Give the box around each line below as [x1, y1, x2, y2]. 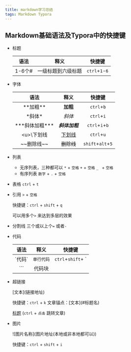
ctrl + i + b [87, 122, 109, 128]
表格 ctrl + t [12, 181, 39, 187]
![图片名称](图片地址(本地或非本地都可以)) [12, 331, 97, 337]
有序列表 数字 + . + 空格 [19, 171, 66, 177]
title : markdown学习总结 [5, 7, 53, 12]
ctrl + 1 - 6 [87, 67, 108, 74]
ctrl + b [90, 103, 106, 110]
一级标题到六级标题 [37, 67, 82, 74]
